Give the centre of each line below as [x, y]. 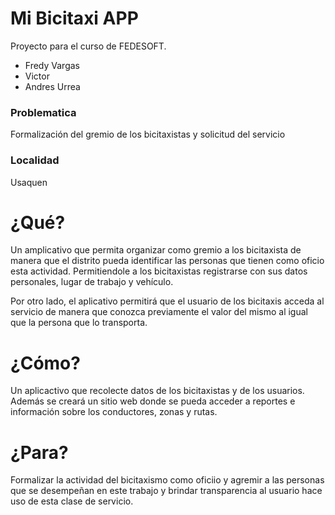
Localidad [35, 160]
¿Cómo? [45, 363]
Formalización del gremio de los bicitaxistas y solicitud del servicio [148, 134]
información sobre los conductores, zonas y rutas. [114, 412]
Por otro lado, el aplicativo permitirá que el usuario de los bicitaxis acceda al [167, 301]
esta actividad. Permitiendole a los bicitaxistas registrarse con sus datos [159, 271]
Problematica [43, 112]
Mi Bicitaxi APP [74, 18]
